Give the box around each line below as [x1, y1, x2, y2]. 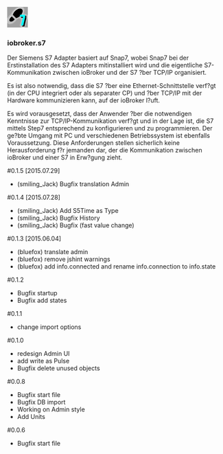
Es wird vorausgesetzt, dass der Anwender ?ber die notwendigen [7, 110, 192, 118]
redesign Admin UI [16, 350, 70, 358]
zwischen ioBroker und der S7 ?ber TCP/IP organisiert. [52, 69, 207, 77]
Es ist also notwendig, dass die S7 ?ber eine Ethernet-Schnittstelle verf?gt [7, 82, 216, 90]
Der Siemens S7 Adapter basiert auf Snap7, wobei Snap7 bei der [7, 54, 189, 62]
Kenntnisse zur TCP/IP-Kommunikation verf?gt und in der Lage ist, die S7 [7, 117, 214, 125]
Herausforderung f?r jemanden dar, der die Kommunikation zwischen [7, 146, 202, 155]
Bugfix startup [16, 289, 58, 297]
